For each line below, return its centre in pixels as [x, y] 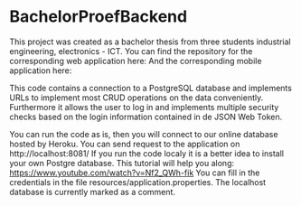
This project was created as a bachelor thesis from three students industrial [150, 42]
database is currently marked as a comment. [93, 192]
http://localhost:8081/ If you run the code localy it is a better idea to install [147, 153]
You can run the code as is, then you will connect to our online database [144, 134]
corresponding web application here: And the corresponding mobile [136, 61]
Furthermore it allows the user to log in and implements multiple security [144, 107]
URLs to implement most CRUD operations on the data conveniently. [136, 98]
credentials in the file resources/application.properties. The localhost [138, 182]
